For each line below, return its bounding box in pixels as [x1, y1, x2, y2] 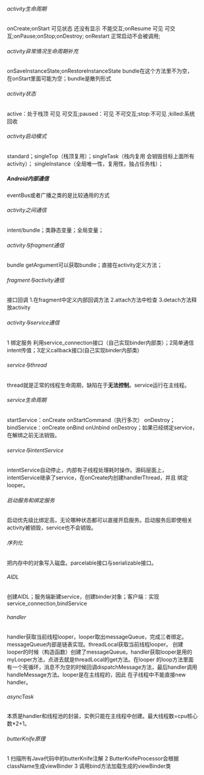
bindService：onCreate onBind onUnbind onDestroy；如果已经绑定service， [7, 424, 198, 431]
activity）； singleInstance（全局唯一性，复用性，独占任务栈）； [7, 160, 164, 167]
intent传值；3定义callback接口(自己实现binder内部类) [7, 346, 140, 354]
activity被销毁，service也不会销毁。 [7, 524, 97, 531]
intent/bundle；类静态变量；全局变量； [7, 226, 104, 233]
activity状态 [7, 90, 36, 97]
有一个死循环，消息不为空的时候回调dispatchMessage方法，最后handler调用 [7, 663, 197, 671]
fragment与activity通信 [7, 276, 65, 284]
